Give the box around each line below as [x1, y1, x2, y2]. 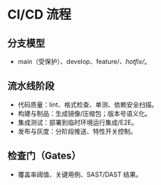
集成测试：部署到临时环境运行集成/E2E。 [17, 118, 138, 127]
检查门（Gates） [7, 150, 81, 162]
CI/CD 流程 [7, 6, 72, 23]
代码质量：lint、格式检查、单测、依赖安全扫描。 [17, 100, 158, 109]
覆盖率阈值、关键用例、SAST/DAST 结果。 [17, 170, 142, 179]
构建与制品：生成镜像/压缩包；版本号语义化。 [17, 109, 152, 117]
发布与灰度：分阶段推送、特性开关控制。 [17, 127, 137, 135]
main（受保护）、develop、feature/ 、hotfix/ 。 [17, 58, 151, 65]
